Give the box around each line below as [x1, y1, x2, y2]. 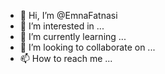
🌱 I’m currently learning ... [19, 31, 127, 42]
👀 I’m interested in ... [19, 20, 105, 32]
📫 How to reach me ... [19, 53, 113, 64]
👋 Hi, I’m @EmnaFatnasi [19, 10, 118, 21]
